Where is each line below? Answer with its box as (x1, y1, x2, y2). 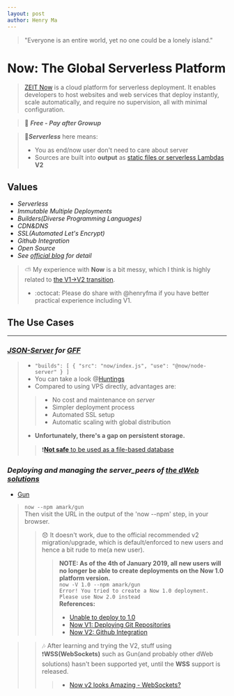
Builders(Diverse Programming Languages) (17, 214, 142, 223)
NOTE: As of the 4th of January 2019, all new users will (58, 559, 221, 567)
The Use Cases (7, 317, 75, 328)
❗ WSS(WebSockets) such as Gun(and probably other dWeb (41, 649, 214, 658)
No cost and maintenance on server (52, 395, 155, 404)
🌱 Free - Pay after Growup (24, 119, 102, 128)
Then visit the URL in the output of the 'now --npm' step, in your (24, 510, 209, 518)
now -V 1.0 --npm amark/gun (58, 581, 141, 588)
